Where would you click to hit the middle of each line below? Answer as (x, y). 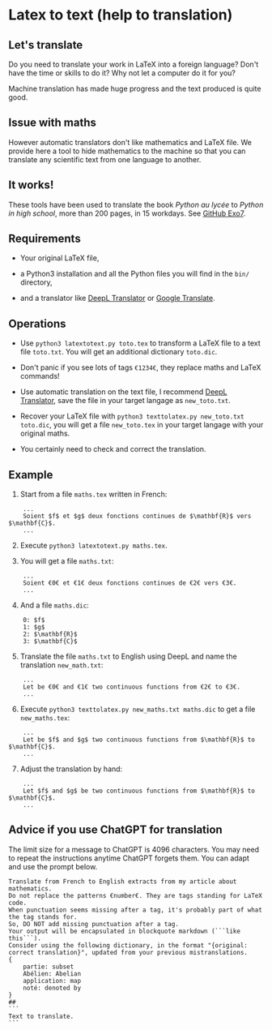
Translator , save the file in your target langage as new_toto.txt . (125, 401)
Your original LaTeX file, (59, 258)
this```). (25, 938)
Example (31, 475)
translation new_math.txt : (62, 665)
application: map (52, 981)
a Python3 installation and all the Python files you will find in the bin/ (134, 274)
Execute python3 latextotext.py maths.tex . (93, 546)
